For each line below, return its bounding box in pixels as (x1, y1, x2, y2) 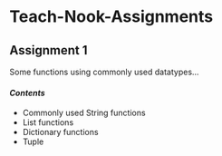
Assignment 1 (9, 43, 88, 58)
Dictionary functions (22, 127, 99, 138)
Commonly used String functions (22, 107, 147, 119)
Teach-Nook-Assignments (9, 6, 214, 27)
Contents (9, 87, 45, 98)
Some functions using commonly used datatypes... (9, 66, 199, 77)
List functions (22, 117, 74, 128)
